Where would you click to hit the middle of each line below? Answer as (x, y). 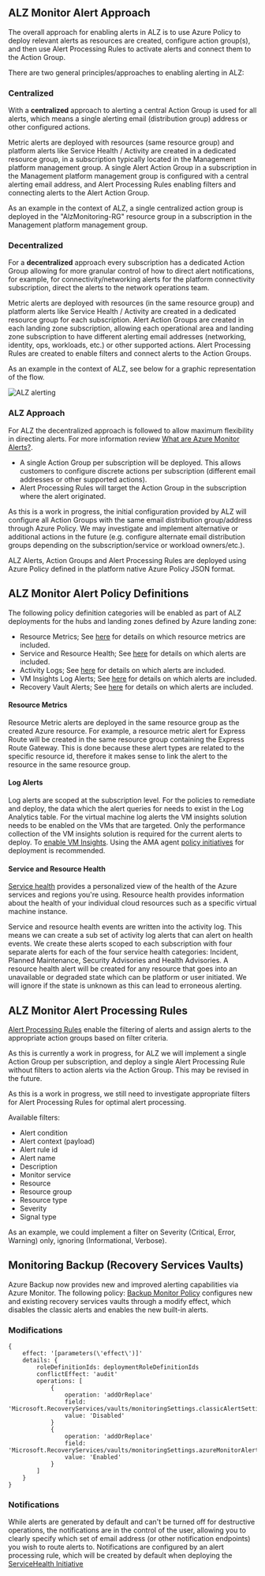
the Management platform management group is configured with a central (129, 176)
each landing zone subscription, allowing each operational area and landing (131, 328)
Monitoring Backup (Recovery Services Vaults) (126, 1266)
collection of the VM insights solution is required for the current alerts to (125, 833)
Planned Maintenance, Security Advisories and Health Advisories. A (118, 961)
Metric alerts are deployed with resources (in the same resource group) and (131, 303)
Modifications (35, 1330)
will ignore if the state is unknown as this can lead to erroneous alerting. (125, 986)
